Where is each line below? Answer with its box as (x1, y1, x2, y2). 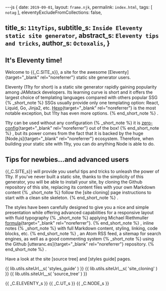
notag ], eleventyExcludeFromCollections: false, (5, 9, 103, 15)
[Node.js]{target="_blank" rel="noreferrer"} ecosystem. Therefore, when (5, 136, 154, 142)
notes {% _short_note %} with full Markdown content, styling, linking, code (5, 225, 158, 232)
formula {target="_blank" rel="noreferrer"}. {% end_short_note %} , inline (5, 220, 154, 226)
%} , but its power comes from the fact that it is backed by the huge (5, 131, 144, 137)
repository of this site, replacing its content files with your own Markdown (5, 184, 156, 190)
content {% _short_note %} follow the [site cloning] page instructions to (5, 190, 152, 195)
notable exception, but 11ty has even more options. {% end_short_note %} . (5, 110, 159, 116)
